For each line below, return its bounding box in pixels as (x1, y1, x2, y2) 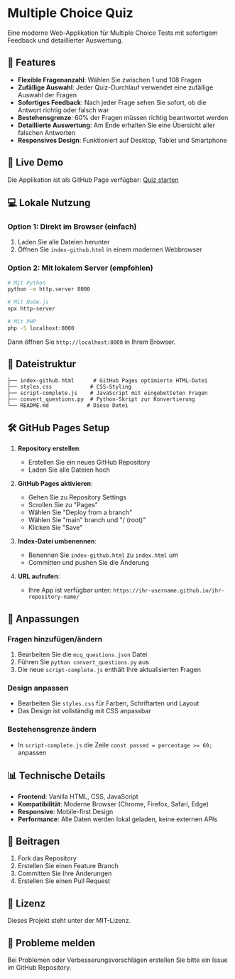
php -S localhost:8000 (7, 325, 75, 332)
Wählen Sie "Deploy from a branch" (28, 508, 133, 516)
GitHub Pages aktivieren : (17, 480, 94, 488)
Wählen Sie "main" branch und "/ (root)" (28, 516, 146, 524)
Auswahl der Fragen (17, 90, 77, 99)
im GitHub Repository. (7, 963, 72, 971)
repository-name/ (28, 593, 80, 601)
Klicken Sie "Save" (28, 524, 83, 532)
